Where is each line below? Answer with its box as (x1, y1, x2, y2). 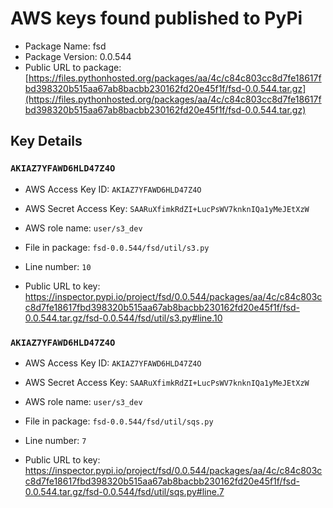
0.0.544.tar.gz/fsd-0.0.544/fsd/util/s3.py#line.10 (24, 312, 223, 324)
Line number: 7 (24, 434, 87, 446)
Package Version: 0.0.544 (24, 50, 132, 62)
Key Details (10, 133, 83, 150)
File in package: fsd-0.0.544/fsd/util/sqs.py (24, 415, 214, 427)
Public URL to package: (24, 61, 122, 73)
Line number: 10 (24, 260, 92, 272)
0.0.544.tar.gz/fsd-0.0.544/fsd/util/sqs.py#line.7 (24, 485, 225, 497)
